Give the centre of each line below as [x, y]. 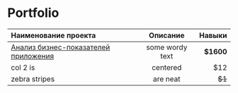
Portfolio [33, 13]
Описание [166, 35]
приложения [33, 56]
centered [167, 67]
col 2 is [23, 67]
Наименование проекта [53, 35]
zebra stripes [33, 79]
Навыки [213, 35]
